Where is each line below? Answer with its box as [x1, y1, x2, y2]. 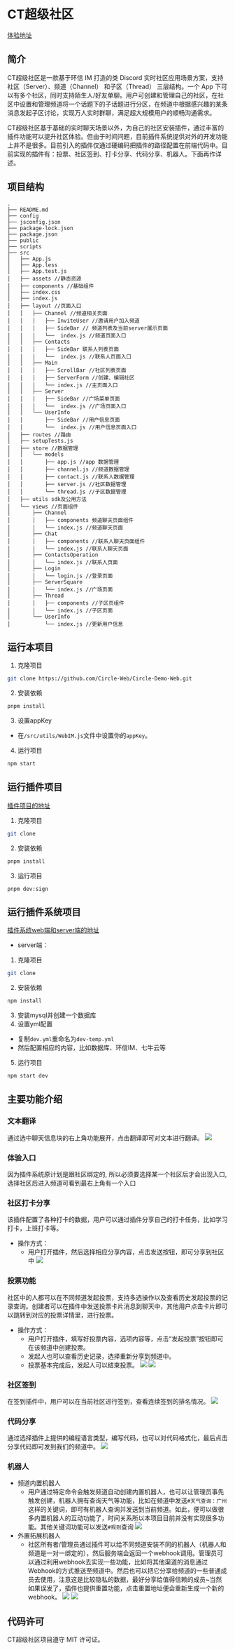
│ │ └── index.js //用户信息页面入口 [7, 424, 137, 431]
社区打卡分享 [7, 1198, 51, 1207]
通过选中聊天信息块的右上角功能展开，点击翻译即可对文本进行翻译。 [7, 1134, 204, 1142]
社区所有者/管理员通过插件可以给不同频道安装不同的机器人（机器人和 [27, 1541, 227, 1549]
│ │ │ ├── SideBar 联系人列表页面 [7, 345, 120, 353]
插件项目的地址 [7, 801, 50, 810]
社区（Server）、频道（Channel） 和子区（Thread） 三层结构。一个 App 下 [7, 82, 222, 90]
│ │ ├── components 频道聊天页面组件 [7, 516, 134, 523]
